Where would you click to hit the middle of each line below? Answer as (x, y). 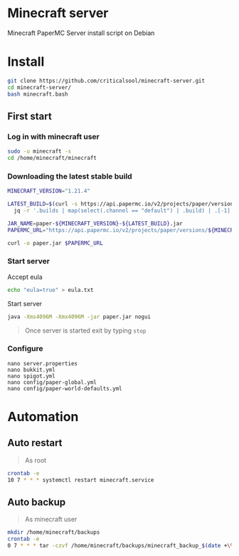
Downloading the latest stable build (70, 176)
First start (30, 116)
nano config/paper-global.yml (52, 382)
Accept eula (25, 277)
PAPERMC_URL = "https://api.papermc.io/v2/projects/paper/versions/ (108, 230)
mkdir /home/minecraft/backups (54, 532)
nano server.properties (43, 363)
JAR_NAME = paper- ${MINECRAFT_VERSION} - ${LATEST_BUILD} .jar (95, 223)
